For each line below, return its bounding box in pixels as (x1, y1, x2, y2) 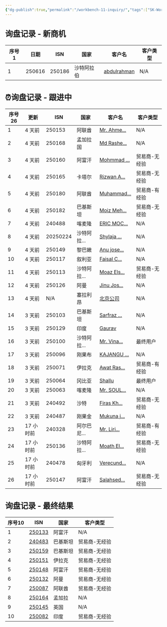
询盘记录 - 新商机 (5, 29, 66, 39)
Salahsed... (99, 476, 125, 483)
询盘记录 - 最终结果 (5, 501, 74, 511)
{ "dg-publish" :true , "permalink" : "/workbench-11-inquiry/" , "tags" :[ (5, 7, 148, 12)
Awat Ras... (99, 364, 125, 371)
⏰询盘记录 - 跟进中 (5, 92, 72, 102)
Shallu (99, 377, 114, 384)
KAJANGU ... (99, 351, 129, 358)
